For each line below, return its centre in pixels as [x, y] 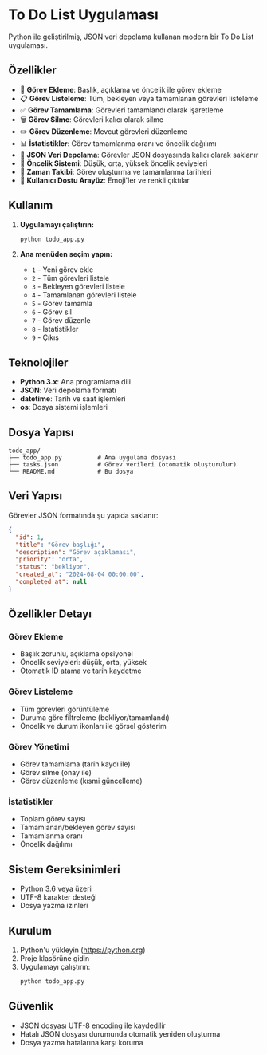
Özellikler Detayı [50, 614]
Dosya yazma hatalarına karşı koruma [81, 1042]
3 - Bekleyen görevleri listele [78, 287]
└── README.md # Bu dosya [71, 472]
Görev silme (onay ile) [55, 773]
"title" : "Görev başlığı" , [60, 545]
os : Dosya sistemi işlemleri [64, 407]
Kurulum [30, 931]
